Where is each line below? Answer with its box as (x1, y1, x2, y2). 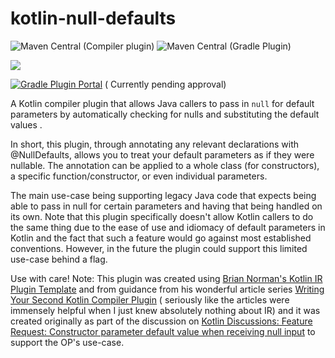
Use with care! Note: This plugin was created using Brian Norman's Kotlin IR (10, 272, 323, 284)
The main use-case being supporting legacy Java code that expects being (10, 189, 317, 201)
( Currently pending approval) (104, 78, 227, 90)
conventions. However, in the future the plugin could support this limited (10, 242, 308, 254)
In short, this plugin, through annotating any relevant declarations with (10, 138, 300, 150)
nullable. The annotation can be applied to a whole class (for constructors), (10, 159, 320, 171)
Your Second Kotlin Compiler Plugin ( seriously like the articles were (10, 293, 290, 306)
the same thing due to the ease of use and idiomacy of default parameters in (10, 221, 326, 233)
